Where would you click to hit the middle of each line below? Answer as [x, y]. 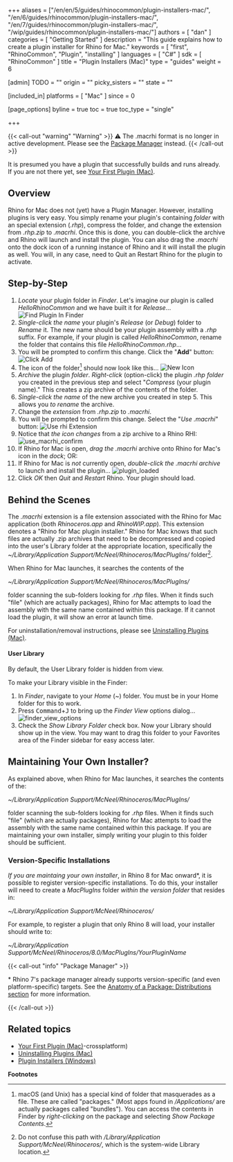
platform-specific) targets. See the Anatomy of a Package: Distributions [110, 987]
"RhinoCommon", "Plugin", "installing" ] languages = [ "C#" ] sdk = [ [105, 54]
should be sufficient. [37, 842]
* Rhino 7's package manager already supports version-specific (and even [114, 980]
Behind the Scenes [49, 500]
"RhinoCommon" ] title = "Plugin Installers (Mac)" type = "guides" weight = [115, 61]
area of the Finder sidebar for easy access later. [86, 740]
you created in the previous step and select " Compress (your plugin [114, 382]
